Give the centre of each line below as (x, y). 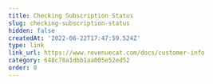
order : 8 (23, 68)
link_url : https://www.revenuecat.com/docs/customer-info (106, 53)
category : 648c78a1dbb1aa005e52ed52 (69, 61)
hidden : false (32, 30)
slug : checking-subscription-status (69, 23)
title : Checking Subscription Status (71, 16)
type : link (26, 46)
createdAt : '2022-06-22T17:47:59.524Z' (75, 38)
